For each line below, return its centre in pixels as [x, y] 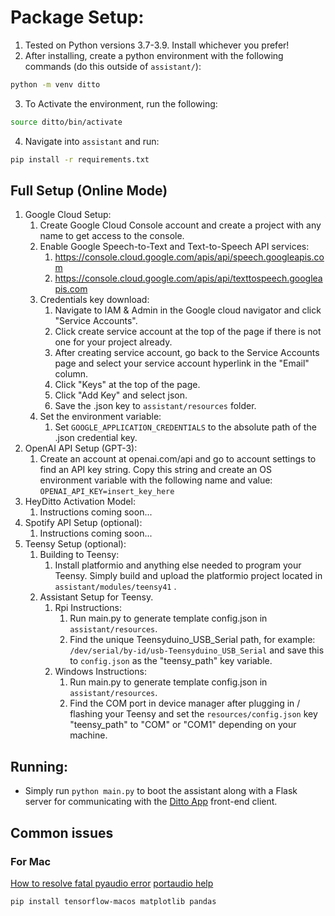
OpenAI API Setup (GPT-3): [81, 448]
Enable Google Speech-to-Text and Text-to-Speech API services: [174, 247]
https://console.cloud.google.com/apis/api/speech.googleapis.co [189, 257]
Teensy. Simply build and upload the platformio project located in [188, 576]
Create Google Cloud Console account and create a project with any [180, 225]
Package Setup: [77, 17]
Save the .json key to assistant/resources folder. [155, 406]
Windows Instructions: [100, 672]
